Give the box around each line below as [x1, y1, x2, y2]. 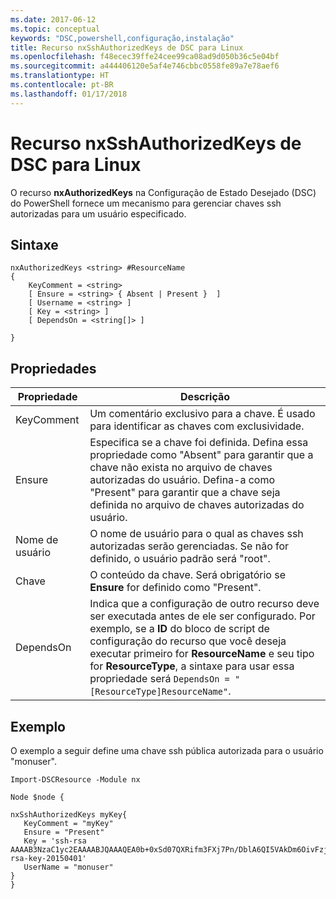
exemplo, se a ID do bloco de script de [89, 622, 270, 636]
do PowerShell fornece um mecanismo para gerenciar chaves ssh [10, 197, 282, 209]
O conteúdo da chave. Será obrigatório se [89, 568, 286, 582]
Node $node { [10, 792, 65, 802]
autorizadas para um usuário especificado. [10, 207, 187, 220]
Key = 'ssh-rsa [23, 836, 87, 846]
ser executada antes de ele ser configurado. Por [89, 609, 316, 623]
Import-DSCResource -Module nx [10, 775, 141, 785]
